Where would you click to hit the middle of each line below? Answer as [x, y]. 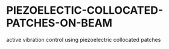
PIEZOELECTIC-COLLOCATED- [85, 10]
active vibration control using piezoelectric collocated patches [84, 39]
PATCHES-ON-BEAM [59, 23]
